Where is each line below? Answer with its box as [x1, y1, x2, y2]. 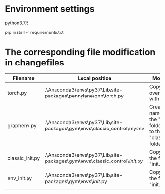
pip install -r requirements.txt [5, 29, 64, 35]
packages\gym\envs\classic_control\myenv [44, 125, 145, 131]
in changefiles [5, 57, 65, 68]
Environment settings [5, 3, 95, 15]
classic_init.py [7, 154, 40, 161]
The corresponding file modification [5, 47, 156, 58]
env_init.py [7, 175, 32, 182]
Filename [12, 75, 35, 82]
